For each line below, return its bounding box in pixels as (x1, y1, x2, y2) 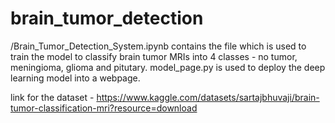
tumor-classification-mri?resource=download (10, 102, 198, 114)
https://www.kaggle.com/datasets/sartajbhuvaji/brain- (96, 91, 320, 103)
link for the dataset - (10, 91, 95, 103)
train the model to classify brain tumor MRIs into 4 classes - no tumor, (10, 50, 298, 62)
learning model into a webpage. (10, 72, 141, 84)
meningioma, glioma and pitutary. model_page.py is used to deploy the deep (10, 61, 326, 73)
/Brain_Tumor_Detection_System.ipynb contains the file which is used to (10, 40, 307, 52)
